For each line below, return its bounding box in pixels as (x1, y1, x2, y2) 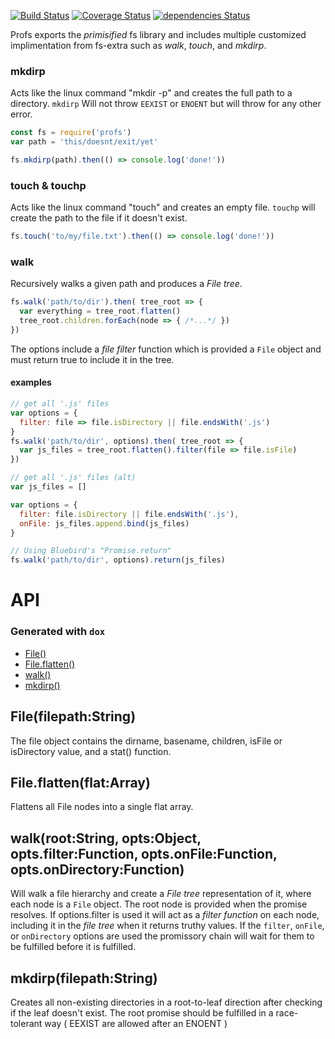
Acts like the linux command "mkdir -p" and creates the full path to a (10, 87, 293, 99)
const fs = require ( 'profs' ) (10, 128, 132, 138)
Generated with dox (10, 625, 106, 639)
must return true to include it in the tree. (10, 353, 175, 365)
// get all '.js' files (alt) (10, 473, 137, 483)
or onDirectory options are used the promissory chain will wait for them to (10, 930, 315, 942)
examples (10, 376, 52, 389)
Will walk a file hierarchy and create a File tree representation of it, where (10, 888, 312, 900)
